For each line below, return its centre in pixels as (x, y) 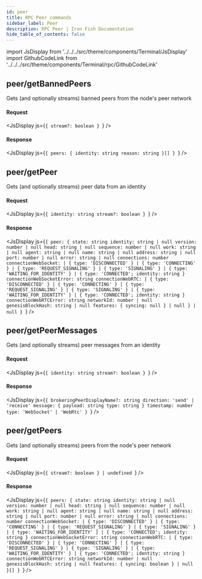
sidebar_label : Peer (32, 23)
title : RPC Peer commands (39, 18)
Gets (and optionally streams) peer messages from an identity (83, 345)
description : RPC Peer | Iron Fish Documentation (70, 29)
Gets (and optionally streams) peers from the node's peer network (89, 445)
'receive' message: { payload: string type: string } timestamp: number (100, 406)
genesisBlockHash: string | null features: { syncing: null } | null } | (101, 306)
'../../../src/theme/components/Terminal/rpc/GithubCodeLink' (82, 65)
